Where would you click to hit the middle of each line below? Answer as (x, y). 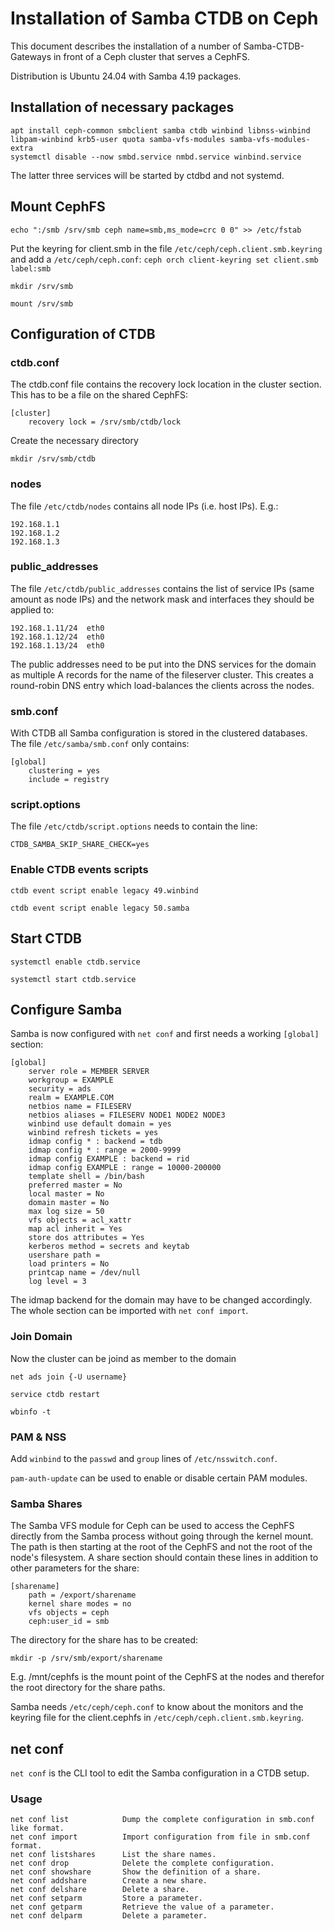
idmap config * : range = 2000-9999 (105, 1150)
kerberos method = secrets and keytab (109, 1247)
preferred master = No (75, 1185)
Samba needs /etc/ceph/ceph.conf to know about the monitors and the (157, 1707)
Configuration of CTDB (83, 333)
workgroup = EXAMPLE (71, 1080)
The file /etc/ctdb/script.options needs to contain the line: (134, 826)
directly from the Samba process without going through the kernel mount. (162, 1536)
